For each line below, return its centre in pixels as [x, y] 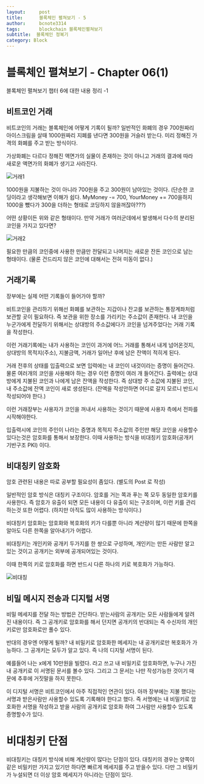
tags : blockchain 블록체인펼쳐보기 [55, 29]
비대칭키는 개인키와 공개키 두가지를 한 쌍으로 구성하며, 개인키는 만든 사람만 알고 [100, 544]
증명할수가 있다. [25, 714]
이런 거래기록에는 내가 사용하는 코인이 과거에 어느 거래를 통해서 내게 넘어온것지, [100, 345]
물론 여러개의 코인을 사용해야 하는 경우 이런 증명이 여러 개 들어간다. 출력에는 [97, 373]
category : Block [27, 40]
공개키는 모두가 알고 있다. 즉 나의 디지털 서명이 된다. [92, 650]
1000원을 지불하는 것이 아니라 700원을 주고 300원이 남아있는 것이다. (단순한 [97, 189]
